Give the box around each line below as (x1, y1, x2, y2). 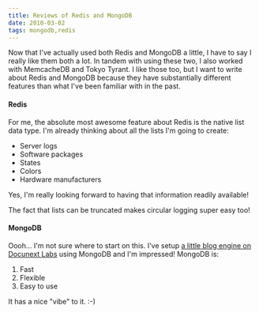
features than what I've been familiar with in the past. (8, 81, 182, 91)
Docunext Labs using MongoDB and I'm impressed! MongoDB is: (8, 249, 220, 258)
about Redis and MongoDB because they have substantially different (8, 73, 231, 83)
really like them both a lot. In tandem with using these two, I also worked (8, 56, 243, 66)
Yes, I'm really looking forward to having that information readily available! (8, 190, 249, 199)
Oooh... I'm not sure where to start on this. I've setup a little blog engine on (8, 240, 252, 250)
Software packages (19, 149, 84, 159)
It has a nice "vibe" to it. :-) (8, 296, 96, 306)
